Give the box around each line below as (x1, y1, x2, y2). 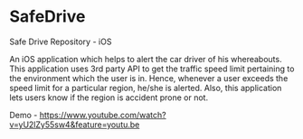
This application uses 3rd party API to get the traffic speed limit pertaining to (9, 63, 295, 74)
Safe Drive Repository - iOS (9, 36, 112, 47)
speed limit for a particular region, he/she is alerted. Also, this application (9, 82, 282, 93)
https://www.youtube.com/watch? (39, 109, 166, 120)
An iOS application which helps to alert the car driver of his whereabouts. (9, 53, 282, 64)
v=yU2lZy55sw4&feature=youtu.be (9, 119, 140, 130)
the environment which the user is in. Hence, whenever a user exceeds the (9, 72, 289, 83)
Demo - (9, 109, 38, 120)
